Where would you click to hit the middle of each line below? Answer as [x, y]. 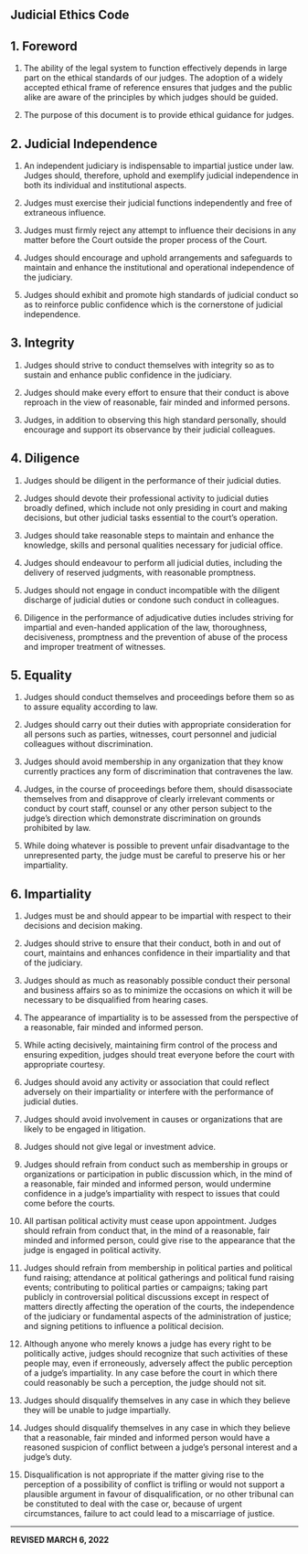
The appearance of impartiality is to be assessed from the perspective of [161, 1017]
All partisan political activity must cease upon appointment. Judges [150, 1221]
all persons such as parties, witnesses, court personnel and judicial [150, 734]
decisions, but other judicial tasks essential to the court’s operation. [150, 517]
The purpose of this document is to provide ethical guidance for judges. [159, 115]
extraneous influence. [64, 213]
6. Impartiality [51, 894]
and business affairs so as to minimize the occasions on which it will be [158, 990]
